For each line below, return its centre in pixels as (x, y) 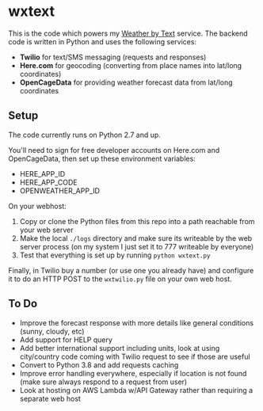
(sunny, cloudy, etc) (52, 331)
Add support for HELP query (66, 340)
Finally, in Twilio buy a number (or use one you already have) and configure (131, 270)
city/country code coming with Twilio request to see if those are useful (135, 356)
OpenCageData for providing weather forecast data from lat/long (126, 82)
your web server (46, 230)
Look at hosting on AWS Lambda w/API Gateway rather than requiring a (136, 390)
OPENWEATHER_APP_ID (60, 190)
